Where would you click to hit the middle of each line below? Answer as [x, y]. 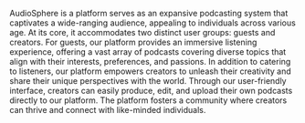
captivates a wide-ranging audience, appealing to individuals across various [153, 23]
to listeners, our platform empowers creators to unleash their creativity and [151, 71]
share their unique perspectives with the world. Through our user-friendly [148, 81]
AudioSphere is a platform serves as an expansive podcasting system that [149, 13]
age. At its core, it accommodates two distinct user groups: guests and [142, 32]
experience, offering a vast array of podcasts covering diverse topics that [148, 52]
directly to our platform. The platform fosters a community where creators [148, 100]
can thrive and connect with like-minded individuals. [108, 110]
